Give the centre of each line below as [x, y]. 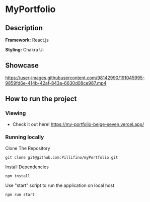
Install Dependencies [27, 167]
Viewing [16, 113]
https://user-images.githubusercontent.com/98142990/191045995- [75, 78]
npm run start [20, 194]
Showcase [22, 66]
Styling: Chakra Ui [24, 50]
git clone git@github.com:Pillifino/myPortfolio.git [62, 157]
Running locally [25, 137]
